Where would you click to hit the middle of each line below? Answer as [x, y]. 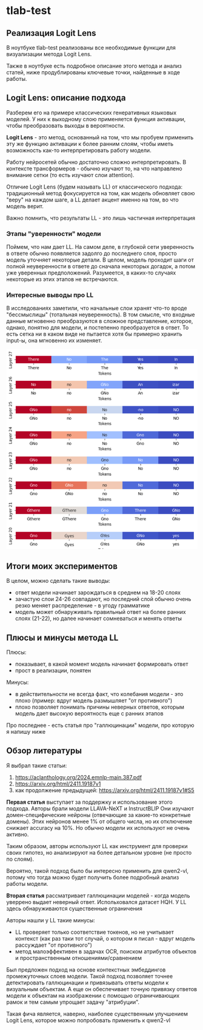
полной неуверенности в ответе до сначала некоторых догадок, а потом [101, 266]
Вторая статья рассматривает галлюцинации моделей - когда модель [98, 896]
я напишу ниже [26, 732]
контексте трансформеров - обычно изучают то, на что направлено [95, 169]
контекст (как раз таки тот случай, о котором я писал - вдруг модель [105, 938]
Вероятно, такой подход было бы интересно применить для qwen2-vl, [98, 871]
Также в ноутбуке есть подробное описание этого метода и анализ [94, 66]
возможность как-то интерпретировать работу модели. [79, 150]
